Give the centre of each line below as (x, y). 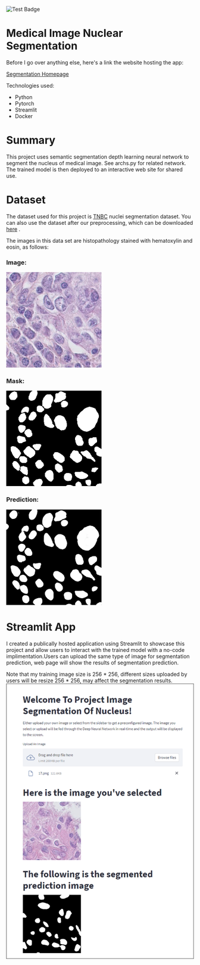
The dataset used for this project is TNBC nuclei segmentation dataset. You (99, 216)
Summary (31, 140)
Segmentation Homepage (38, 74)
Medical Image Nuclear (65, 33)
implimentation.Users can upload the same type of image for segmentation (98, 656)
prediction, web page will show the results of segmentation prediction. (93, 663)
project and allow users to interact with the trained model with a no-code (96, 649)
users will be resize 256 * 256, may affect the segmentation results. (89, 681)
